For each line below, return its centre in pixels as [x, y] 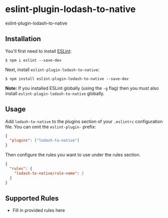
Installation [23, 39]
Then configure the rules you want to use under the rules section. [73, 155]
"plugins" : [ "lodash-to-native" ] [45, 141]
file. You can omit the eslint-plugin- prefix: [51, 127]
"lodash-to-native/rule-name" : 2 [49, 173]
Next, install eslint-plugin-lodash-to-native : [52, 69]
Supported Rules [32, 198]
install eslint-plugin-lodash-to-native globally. [55, 93]
